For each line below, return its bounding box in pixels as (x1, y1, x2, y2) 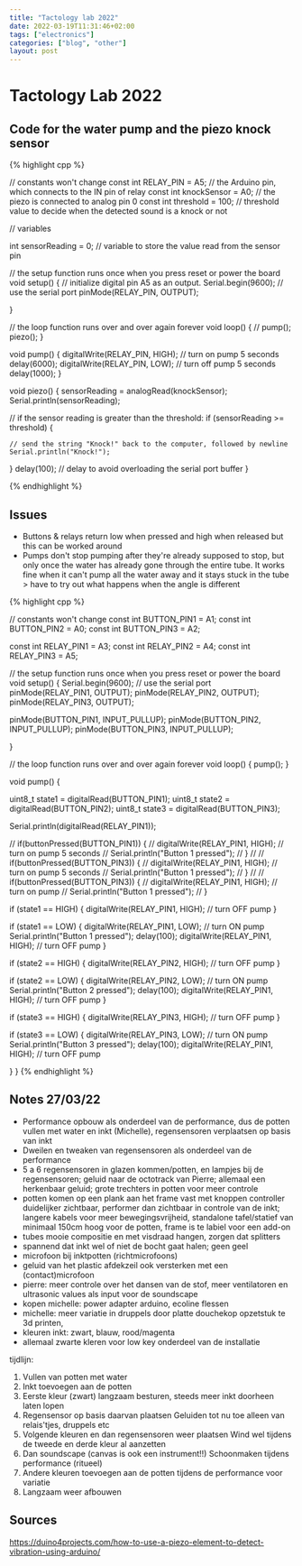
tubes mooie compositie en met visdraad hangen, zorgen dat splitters (22, 1230, 281, 1241)
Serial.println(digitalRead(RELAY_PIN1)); (9, 820, 157, 831)
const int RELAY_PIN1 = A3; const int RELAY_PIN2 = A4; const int (9, 640, 251, 651)
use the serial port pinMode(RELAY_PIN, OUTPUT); (9, 287, 199, 298)
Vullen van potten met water (22, 1371, 128, 1382)
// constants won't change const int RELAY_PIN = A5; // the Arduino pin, (9, 177, 277, 188)
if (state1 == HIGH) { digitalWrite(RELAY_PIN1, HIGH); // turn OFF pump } (9, 903, 278, 914)
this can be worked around (22, 540, 123, 551)
